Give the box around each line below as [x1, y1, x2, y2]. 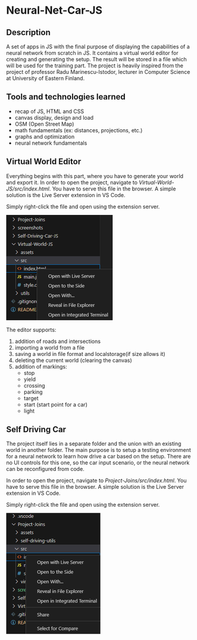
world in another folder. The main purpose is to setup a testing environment [6, 447, 192, 454]
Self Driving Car [6, 424, 67, 435]
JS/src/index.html [6, 185, 49, 192]
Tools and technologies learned [6, 92, 126, 102]
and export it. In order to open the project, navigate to [6, 179, 138, 186]
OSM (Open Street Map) [14, 120, 74, 127]
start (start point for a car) [23, 401, 88, 408]
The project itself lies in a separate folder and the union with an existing [6, 440, 182, 447]
